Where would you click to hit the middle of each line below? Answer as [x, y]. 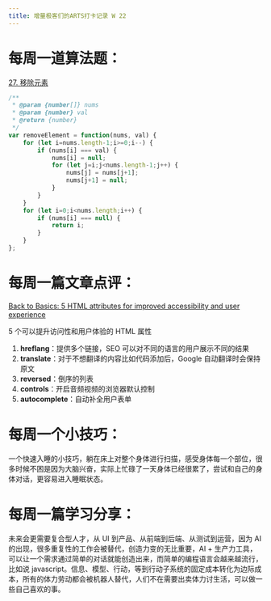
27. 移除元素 [28, 83]
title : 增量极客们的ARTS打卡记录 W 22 [67, 16]
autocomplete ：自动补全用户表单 [76, 399]
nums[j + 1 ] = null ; [97, 180]
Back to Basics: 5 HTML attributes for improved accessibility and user [124, 306]
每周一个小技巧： [65, 435]
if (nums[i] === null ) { [79, 218]
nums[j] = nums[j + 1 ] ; [102, 173]
